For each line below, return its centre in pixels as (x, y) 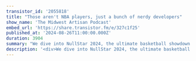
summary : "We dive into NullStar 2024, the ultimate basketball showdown (98, 44)
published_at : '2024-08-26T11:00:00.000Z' (59, 33)
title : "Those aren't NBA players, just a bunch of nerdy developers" (94, 17)
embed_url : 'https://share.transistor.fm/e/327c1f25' (73, 28)
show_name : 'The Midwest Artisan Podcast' (59, 22)
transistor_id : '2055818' (38, 11)
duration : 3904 (25, 38)
